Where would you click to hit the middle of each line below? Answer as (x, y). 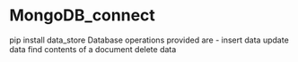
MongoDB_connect (82, 15)
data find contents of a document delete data (93, 49)
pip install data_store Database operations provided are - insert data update (149, 40)
